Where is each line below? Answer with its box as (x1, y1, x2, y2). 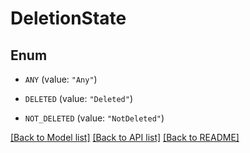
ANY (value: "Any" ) (24, 73, 98, 85)
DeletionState (10, 7, 127, 30)
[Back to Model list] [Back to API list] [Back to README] (10, 132, 240, 143)
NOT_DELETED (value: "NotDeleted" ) (24, 112, 165, 124)
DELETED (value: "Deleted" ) (24, 93, 133, 104)
